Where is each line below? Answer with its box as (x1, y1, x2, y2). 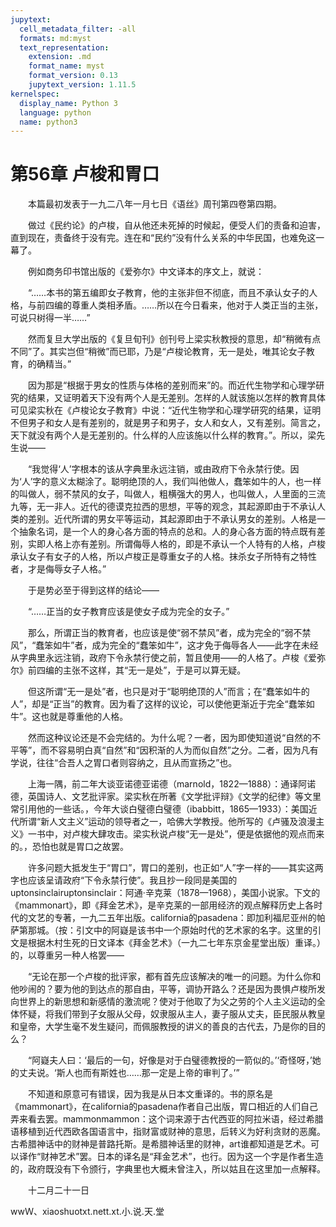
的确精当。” (27, 358, 72, 370)
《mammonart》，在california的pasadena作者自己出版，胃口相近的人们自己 (10, 1101, 318, 1113)
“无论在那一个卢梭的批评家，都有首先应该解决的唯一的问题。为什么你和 (27, 971, 322, 983)
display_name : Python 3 (19, 98, 118, 108)
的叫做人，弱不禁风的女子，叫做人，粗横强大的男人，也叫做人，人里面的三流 (10, 488, 326, 500)
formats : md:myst (19, 33, 92, 43)
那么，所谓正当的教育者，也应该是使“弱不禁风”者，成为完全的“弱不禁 (27, 627, 312, 639)
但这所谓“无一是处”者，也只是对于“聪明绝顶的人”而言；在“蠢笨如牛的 (27, 686, 310, 698)
